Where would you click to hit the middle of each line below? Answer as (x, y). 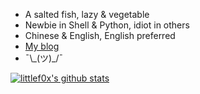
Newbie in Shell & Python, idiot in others (107, 25)
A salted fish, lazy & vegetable (87, 14)
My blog (42, 46)
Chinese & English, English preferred (100, 35)
